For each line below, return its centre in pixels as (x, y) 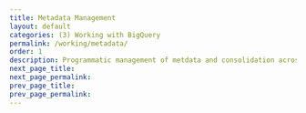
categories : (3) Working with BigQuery (85, 35)
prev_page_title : (42, 86)
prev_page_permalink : (51, 94)
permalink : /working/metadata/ (69, 43)
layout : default (40, 26)
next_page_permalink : (51, 77)
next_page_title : (42, 69)
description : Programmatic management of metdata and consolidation (142, 60)
